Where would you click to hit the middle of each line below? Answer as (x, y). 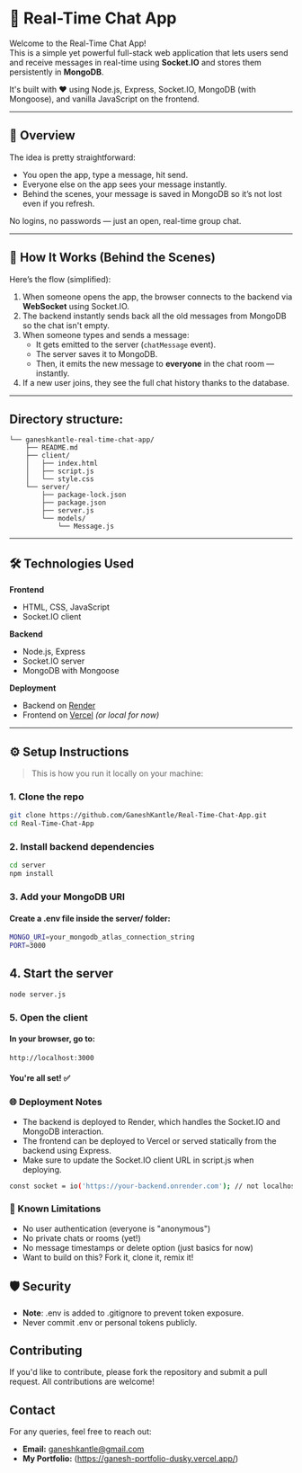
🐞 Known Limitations (55, 1209)
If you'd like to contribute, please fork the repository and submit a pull (138, 1372)
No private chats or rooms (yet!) (81, 1238)
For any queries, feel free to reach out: (80, 1432)
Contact (32, 1410)
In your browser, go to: (53, 1039)
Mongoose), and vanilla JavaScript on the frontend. (104, 99)
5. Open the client (49, 1017)
